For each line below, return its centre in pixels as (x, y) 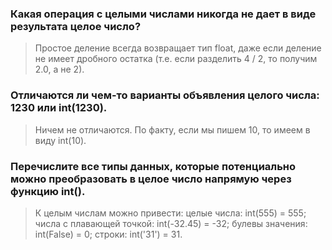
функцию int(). (48, 191)
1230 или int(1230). (59, 108)
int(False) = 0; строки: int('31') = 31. (108, 234)
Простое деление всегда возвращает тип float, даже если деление (178, 48)
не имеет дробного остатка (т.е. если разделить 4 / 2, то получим (176, 59)
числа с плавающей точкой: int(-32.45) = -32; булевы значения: (171, 223)
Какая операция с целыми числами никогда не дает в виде (163, 14)
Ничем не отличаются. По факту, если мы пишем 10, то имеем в (172, 129)
